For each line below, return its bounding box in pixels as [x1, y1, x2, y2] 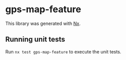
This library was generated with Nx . [5, 20, 81, 26]
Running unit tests [5, 35, 65, 44]
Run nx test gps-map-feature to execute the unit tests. [5, 48, 122, 54]
